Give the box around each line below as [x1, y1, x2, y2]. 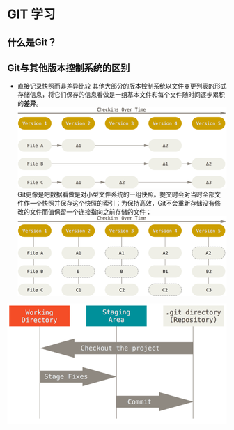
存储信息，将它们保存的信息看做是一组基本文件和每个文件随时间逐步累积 [17, 91, 225, 99]
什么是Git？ [7, 36, 57, 48]
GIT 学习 [7, 6, 56, 22]
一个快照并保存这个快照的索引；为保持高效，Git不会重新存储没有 [29, 199, 215, 208]
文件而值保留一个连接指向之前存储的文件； [29, 208, 152, 216]
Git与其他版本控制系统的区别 [7, 62, 130, 74]
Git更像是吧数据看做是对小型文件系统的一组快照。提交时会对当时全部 [17, 190, 215, 199]
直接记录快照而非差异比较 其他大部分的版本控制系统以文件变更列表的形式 [17, 82, 227, 91]
